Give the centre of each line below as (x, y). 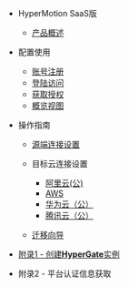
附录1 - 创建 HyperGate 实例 (69, 254)
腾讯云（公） (69, 215)
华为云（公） (69, 204)
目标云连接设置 (60, 164)
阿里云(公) (64, 183)
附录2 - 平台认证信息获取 (64, 273)
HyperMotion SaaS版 (57, 13)
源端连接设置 (55, 144)
